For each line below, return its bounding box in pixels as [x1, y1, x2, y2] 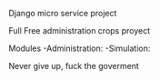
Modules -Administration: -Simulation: [8, 43, 151, 54]
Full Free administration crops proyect [8, 25, 151, 35]
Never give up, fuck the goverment [8, 61, 140, 71]
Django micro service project [8, 8, 117, 18]
